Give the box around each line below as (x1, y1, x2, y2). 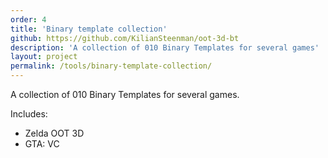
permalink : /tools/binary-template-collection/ (10, 61, 213, 71)
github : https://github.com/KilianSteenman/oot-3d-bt (10, 33, 240, 43)
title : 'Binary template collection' (10, 24, 168, 34)
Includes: (10, 108, 48, 120)
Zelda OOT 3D (24, 127, 85, 139)
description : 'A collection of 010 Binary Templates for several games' (10, 42, 320, 53)
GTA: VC (24, 138, 60, 150)
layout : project (10, 52, 78, 62)
